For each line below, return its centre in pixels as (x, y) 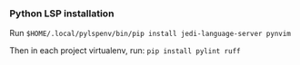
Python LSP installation (62, 14)
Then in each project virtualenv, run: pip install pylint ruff (125, 51)
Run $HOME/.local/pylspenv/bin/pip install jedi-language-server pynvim (150, 33)
